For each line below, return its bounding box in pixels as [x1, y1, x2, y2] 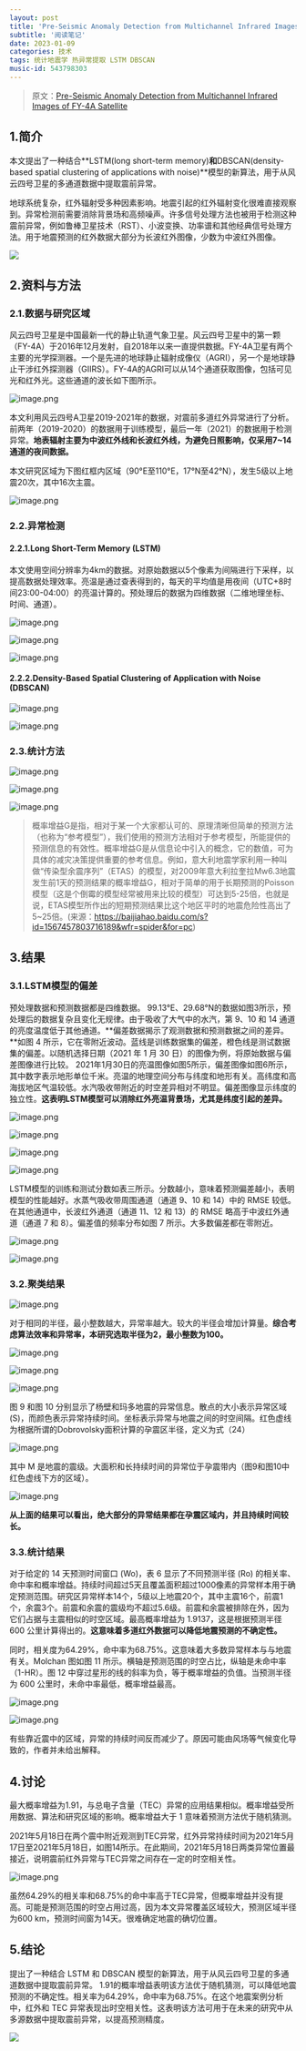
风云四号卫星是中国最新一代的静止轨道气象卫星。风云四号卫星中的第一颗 [9, 330, 280, 341]
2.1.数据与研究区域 [9, 307, 91, 320]
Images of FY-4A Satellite [31, 100, 128, 111]
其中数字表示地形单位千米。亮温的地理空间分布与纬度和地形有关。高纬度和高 [9, 1070, 297, 1081]
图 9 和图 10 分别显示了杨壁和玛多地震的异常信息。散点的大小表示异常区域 [9, 1401, 287, 1412]
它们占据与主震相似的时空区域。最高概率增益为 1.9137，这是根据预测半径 [9, 1614, 282, 1625]
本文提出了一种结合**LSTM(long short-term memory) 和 [9, 155, 218, 166]
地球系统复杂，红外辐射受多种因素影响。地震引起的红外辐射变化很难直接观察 [9, 197, 297, 208]
